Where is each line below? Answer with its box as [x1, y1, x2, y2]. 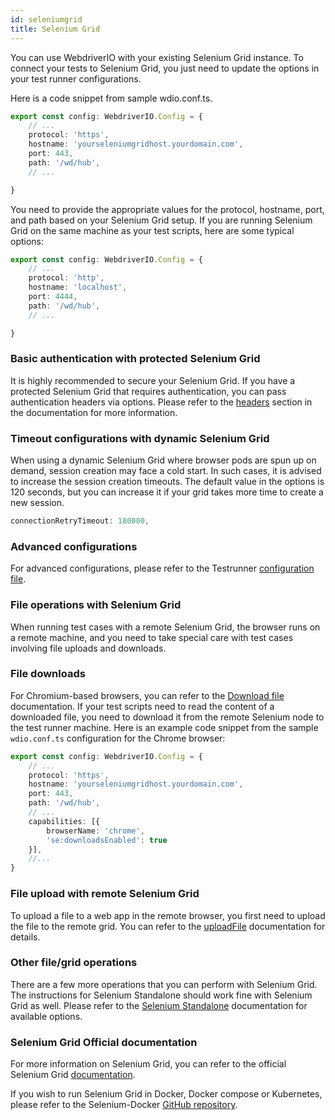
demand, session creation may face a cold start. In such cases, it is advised [10, 465, 322, 477]
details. [10, 931, 41, 943]
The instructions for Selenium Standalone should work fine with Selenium [10, 989, 313, 1001]
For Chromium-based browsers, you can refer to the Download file [10, 689, 285, 701]
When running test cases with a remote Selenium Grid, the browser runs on [10, 621, 321, 633]
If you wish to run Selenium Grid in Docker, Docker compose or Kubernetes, [10, 1088, 323, 1100]
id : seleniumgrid [10, 14, 83, 25]
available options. [10, 1010, 83, 1022]
